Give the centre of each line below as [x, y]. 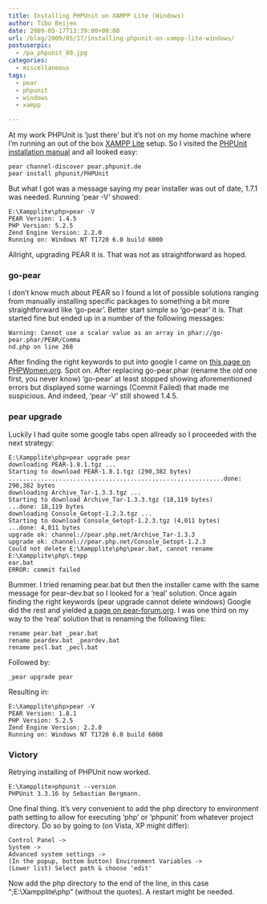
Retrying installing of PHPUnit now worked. [79, 772]
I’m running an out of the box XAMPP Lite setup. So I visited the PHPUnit [128, 143]
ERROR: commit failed [44, 570]
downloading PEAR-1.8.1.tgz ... [62, 464]
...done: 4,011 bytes [44, 527]
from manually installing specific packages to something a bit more [119, 301]
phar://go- [206, 333]
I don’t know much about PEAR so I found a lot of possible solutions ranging [133, 293]
